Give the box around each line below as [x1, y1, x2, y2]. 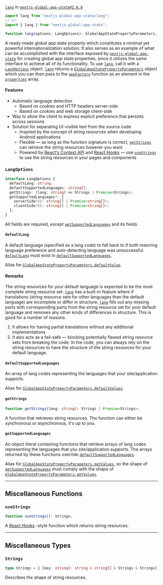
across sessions [12, 118, 45, 124]
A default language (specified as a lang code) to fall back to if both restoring [5, 242, 158, 248]
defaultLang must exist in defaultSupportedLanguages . [5, 253, 113, 258]
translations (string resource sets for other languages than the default [5, 294, 145, 300]
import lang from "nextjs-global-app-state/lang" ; [5, 14, 110, 18]
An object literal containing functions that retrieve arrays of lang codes [5, 441, 147, 447]
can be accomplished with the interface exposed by [5, 50, 109, 56]
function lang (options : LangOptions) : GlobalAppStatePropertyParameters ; [5, 31, 158, 36]
